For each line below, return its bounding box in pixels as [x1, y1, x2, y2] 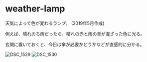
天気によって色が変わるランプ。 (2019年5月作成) [5, 20, 105, 26]
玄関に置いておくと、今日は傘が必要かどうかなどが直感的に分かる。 [5, 41, 145, 47]
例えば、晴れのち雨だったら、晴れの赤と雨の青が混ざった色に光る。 [5, 30, 145, 36]
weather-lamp [5, 3, 65, 14]
